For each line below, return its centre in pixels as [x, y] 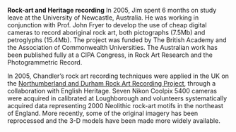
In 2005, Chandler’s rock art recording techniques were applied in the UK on [118, 76]
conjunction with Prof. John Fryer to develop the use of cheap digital [107, 25]
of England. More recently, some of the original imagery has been [103, 113]
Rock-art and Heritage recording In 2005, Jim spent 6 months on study [112, 10]
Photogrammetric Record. [45, 62]
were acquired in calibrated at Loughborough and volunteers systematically [117, 98]
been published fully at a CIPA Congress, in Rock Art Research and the [110, 55]
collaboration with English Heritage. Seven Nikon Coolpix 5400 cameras [112, 91]
